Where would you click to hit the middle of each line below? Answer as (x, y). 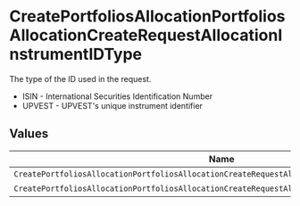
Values (29, 134)
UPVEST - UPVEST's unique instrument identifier (112, 105)
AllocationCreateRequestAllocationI (146, 35)
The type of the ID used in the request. (80, 78)
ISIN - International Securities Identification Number (117, 96)
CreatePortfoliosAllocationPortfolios (147, 16)
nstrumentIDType (76, 54)
